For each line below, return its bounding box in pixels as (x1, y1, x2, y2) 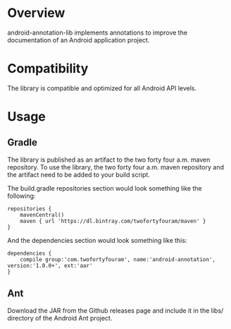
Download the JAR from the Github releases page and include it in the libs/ (7, 306, 224, 315)
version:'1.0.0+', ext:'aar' (7, 262, 93, 269)
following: (7, 191, 36, 200)
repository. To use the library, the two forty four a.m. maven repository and (7, 162, 224, 171)
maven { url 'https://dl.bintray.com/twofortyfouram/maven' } (20, 217, 206, 225)
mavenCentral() (20, 211, 65, 218)
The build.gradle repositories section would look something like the (7, 184, 202, 192)
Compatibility (7, 61, 89, 77)
